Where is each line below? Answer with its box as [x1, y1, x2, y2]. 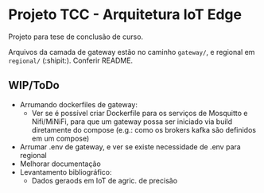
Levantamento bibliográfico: [19, 167, 112, 176]
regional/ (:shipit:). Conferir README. [8, 56, 134, 65]
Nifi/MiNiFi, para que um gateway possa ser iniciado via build [31, 117, 233, 126]
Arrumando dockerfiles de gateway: [19, 99, 138, 109]
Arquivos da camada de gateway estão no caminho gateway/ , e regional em [8, 47, 255, 56]
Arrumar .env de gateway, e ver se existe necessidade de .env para [19, 141, 241, 152]
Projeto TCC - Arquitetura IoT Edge [8, 6, 243, 24]
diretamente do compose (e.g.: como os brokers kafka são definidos [31, 125, 257, 134]
